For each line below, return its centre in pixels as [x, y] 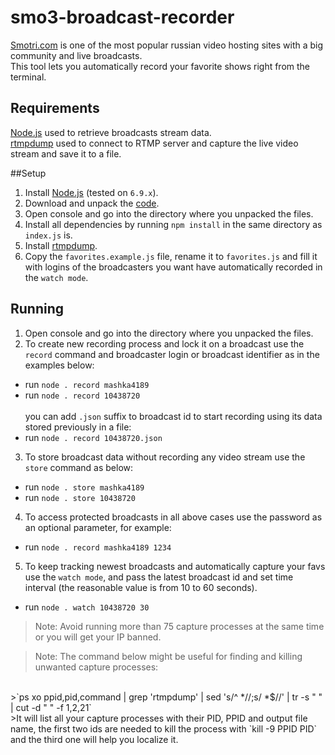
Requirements [55, 108]
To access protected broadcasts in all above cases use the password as [173, 517]
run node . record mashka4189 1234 [98, 547]
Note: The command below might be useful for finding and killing [168, 656]
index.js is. [48, 235]
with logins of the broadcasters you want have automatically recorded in [173, 267]
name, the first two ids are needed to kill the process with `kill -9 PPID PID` [164, 728]
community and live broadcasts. [76, 55]
